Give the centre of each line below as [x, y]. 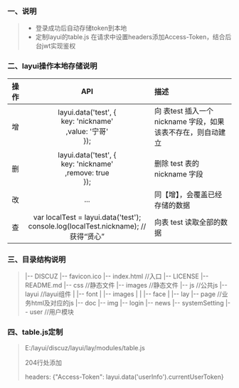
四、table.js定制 [35, 332]
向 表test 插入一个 [184, 110]
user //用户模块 [52, 312]
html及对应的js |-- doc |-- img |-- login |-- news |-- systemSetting [127, 303]
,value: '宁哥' [87, 131]
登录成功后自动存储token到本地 [81, 28]
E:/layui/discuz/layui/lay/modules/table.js [85, 348]
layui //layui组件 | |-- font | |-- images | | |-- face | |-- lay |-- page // [123, 294]
